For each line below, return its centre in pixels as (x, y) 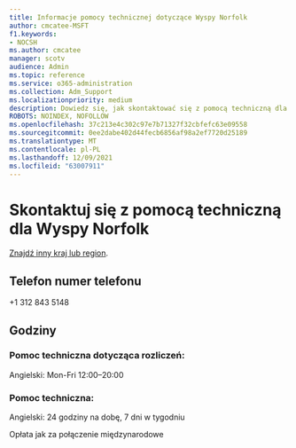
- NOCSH (23, 42)
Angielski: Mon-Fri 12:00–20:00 (66, 374)
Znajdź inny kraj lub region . (59, 253)
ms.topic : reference (47, 75)
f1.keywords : (33, 34)
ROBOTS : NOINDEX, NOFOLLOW (59, 116)
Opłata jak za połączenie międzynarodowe (86, 435)
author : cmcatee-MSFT (49, 26)
